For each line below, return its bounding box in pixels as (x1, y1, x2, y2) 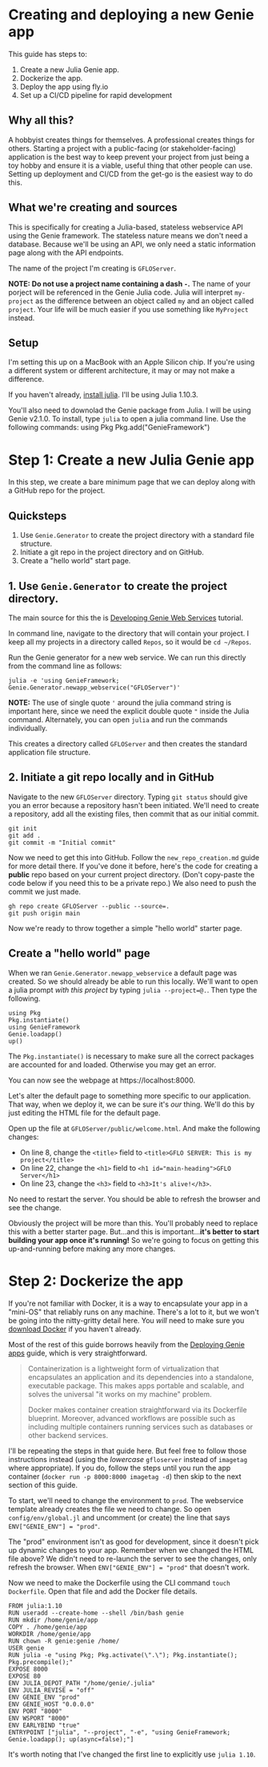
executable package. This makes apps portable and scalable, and (27, 1380, 245, 1390)
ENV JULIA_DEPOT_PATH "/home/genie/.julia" (8, 1679, 156, 1687)
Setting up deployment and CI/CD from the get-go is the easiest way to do (8, 169, 254, 178)
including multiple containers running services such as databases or (27, 1422, 254, 1432)
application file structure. (8, 747, 91, 757)
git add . (8, 831, 42, 839)
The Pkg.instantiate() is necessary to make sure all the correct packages (8, 1051, 254, 1061)
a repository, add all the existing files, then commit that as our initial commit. (8, 809, 259, 819)
